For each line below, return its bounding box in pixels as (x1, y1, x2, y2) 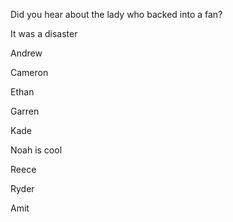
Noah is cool (10, 144, 63, 156)
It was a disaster (10, 28, 78, 39)
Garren (10, 105, 40, 117)
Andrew (10, 47, 43, 59)
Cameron (10, 67, 49, 78)
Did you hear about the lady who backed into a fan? (10, 9, 223, 20)
